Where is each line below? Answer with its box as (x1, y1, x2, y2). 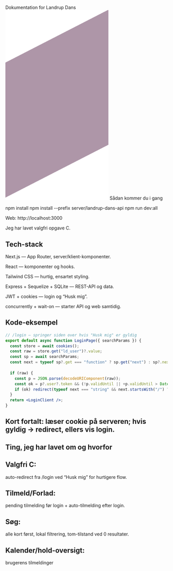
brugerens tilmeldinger (5, 560, 54, 566)
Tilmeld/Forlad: (5, 489, 56, 498)
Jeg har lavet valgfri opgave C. (5, 225, 71, 231)
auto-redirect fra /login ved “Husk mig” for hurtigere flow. (5, 474, 127, 480)
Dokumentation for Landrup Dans (5, 5, 76, 10)
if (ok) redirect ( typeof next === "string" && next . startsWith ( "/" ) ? (14, 387, 169, 392)
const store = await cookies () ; (10, 343, 80, 349)
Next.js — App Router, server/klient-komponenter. (5, 253, 111, 259)
